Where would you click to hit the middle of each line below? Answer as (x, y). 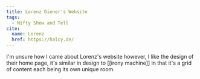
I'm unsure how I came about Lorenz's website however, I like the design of (100, 57)
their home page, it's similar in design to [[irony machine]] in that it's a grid (99, 63)
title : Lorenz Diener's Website (47, 12)
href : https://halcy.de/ (43, 39)
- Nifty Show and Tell (40, 23)
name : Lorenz (28, 34)
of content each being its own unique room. (60, 69)
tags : (13, 17)
